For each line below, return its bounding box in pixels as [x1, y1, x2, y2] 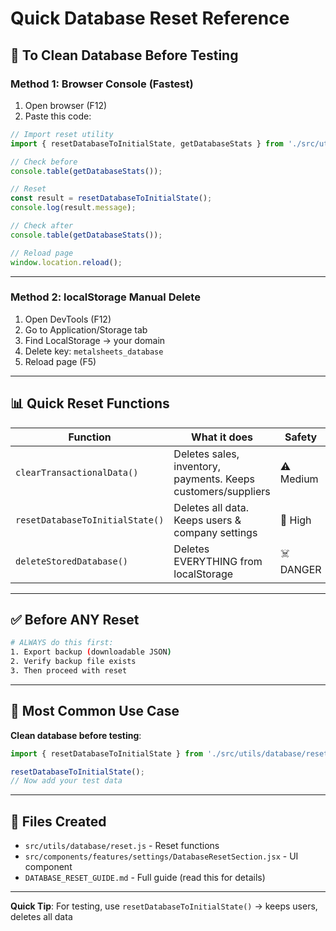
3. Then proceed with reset [10, 666, 128, 676]
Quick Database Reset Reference [10, 7, 290, 30]
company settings [173, 525, 258, 539]
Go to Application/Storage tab [24, 323, 148, 336]
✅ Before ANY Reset [10, 612, 140, 628]
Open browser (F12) [24, 99, 108, 111]
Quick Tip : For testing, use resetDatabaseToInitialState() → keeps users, [10, 900, 318, 912]
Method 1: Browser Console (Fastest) [10, 77, 194, 91]
